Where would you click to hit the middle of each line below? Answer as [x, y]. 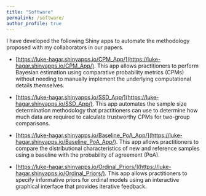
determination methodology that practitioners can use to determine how [106, 111]
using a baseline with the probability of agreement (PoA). [87, 155]
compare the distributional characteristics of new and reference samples [107, 149]
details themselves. [40, 85]
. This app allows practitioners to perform [146, 66]
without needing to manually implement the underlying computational [103, 79]
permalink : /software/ [35, 18]
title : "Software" [30, 12]
